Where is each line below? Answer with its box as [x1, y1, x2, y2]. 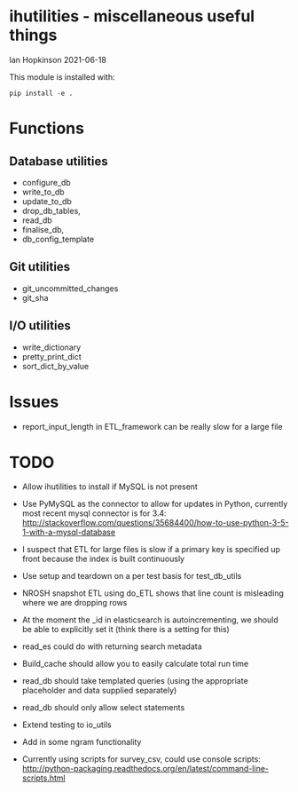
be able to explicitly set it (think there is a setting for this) [21, 624, 231, 635]
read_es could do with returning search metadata [21, 641, 202, 652]
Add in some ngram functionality [21, 737, 142, 748]
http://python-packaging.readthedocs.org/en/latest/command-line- [21, 764, 269, 774]
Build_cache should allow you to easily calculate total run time [21, 659, 249, 669]
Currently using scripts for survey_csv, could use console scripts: [21, 754, 262, 764]
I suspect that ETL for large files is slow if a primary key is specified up [21, 544, 281, 555]
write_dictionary [21, 342, 82, 352]
